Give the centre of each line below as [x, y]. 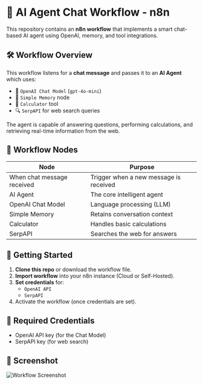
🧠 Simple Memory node [42, 97]
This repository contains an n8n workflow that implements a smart [90, 29]
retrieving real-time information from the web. [63, 131]
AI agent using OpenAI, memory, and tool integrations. [91, 35]
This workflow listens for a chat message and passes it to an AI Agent [94, 72]
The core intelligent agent [127, 194]
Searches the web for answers [134, 234]
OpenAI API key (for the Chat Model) [60, 335]
